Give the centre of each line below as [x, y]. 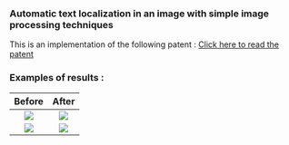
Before [29, 101]
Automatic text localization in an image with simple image [140, 14]
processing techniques [61, 24]
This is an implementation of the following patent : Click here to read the [144, 44]
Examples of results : [57, 78]
